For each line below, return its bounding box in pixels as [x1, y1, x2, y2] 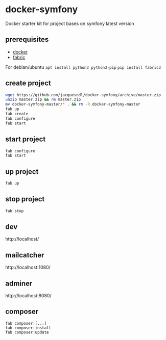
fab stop [5, 208, 24, 214]
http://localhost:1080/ [5, 264, 51, 271]
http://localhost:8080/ [5, 293, 52, 299]
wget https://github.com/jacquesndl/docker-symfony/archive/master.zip [5, 92, 161, 97]
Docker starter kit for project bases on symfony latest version [5, 20, 134, 27]
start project [5, 135, 46, 144]
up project [5, 167, 39, 176]
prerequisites [5, 35, 49, 44]
